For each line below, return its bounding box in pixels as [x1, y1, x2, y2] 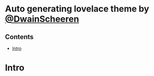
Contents [5, 33, 34, 41]
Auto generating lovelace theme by [5, 3, 149, 14]
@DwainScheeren [5, 13, 79, 25]
